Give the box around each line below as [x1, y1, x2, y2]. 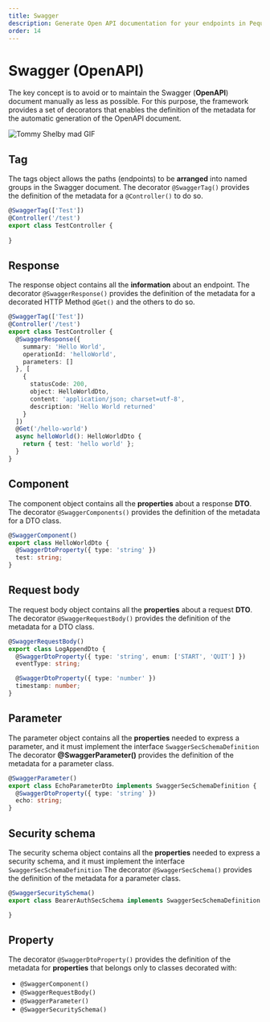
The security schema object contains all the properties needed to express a [8, 847, 260, 857]
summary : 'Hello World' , [22, 343, 106, 351]
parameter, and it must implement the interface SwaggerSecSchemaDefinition [8, 741, 260, 751]
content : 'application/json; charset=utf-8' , [29, 395, 185, 403]
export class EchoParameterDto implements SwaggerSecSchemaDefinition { [8, 781, 257, 789]
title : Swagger [8, 11, 59, 20]
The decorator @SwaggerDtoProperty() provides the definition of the [8, 954, 231, 964]
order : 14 [8, 27, 42, 35]
